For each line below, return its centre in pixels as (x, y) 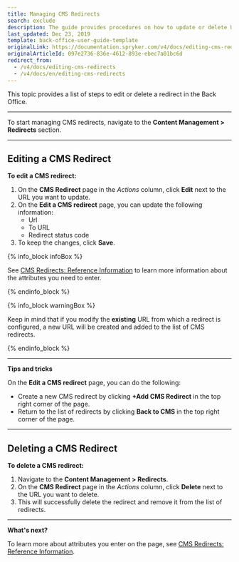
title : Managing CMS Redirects (54, 14)
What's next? (28, 530)
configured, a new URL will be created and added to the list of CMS (106, 327)
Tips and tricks (30, 369)
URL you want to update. (54, 198)
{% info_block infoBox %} (45, 257)
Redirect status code (59, 235)
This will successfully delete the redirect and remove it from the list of (120, 502)
